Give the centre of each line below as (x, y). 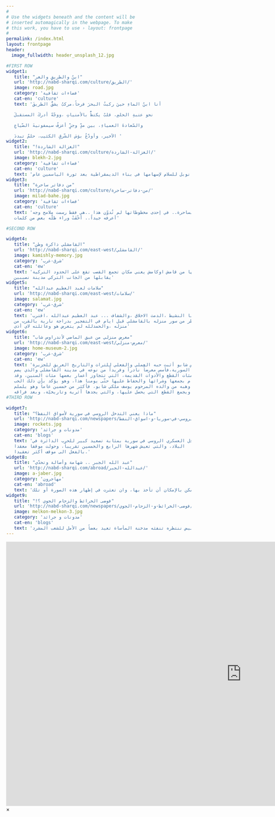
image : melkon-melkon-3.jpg (48, 512)
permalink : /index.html (35, 39)
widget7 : (17, 408)
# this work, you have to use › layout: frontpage (69, 28)
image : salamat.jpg (38, 299)
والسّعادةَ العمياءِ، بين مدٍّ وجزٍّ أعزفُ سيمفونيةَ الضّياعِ (78, 125)
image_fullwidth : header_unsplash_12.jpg (63, 55)
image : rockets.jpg (38, 424)
